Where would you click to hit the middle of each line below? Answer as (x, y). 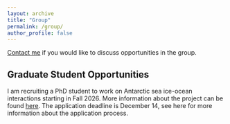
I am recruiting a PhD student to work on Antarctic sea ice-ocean (100, 91)
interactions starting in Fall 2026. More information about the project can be (115, 98)
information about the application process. (68, 113)
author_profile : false (40, 33)
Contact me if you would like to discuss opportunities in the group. (102, 53)
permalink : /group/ (35, 26)
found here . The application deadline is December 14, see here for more (110, 106)
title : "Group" (29, 20)
